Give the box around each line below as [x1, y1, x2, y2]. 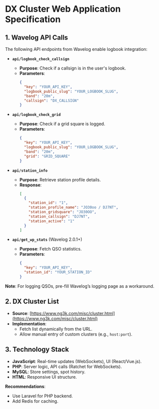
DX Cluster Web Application [5, 3, 121, 15]
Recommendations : [5, 383, 45, 389]
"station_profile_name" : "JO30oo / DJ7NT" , [28, 205, 118, 210]
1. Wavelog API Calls [5, 33, 68, 42]
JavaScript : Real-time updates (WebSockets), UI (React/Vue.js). [12, 358, 142, 364]
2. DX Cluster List [5, 297, 59, 306]
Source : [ [12, 310, 32, 316]
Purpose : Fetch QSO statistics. [19, 246, 82, 252]
